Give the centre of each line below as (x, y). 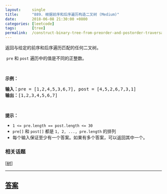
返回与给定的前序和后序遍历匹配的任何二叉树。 (53, 48)
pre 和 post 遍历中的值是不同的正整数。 (46, 58)
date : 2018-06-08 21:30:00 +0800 (46, 19)
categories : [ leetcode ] (30, 24)
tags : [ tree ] (25, 28)
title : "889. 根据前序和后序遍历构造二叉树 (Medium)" (62, 14)
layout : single (25, 10)
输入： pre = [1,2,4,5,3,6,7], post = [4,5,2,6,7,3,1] (71, 89)
